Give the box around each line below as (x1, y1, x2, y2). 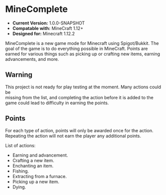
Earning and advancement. (12, 152, 68, 158)
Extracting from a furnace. (12, 173, 67, 179)
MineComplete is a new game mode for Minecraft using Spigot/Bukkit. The (5, 40, 159, 46)
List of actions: (5, 142, 36, 148)
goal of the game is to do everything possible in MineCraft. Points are (5, 45, 148, 51)
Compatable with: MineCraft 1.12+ (12, 25, 83, 31)
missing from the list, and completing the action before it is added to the (5, 94, 153, 100)
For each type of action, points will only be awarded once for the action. (5, 127, 153, 133)
